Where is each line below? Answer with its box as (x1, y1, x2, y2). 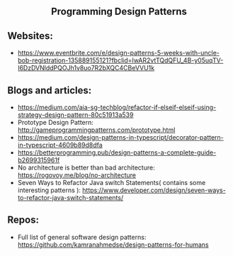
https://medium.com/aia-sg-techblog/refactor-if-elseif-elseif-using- (17, 103, 217, 112)
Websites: (7, 30, 53, 42)
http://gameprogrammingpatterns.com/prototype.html (17, 126, 176, 134)
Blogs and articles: (7, 84, 92, 96)
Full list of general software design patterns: (17, 233, 147, 241)
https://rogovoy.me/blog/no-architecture (17, 171, 137, 179)
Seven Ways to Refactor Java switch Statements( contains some (17, 179, 206, 187)
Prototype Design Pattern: (17, 118, 94, 127)
